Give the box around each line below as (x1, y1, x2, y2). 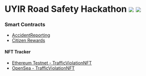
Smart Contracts (4, 21, 46, 28)
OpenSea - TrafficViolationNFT (11, 65, 75, 71)
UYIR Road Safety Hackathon (4, 3, 127, 15)
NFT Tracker (4, 49, 31, 55)
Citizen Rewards (11, 38, 46, 43)
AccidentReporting (11, 32, 50, 38)
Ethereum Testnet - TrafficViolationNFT (11, 60, 92, 66)
